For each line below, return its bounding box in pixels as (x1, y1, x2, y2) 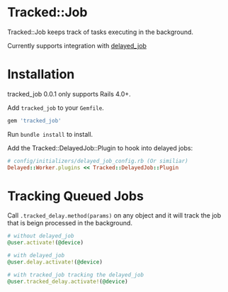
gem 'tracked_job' (7, 117, 62, 124)
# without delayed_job (7, 232, 74, 240)
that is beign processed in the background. (7, 219, 133, 228)
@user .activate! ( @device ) (7, 239, 84, 247)
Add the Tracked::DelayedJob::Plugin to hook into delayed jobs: (7, 143, 193, 152)
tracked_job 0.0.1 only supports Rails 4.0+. (7, 89, 131, 98)
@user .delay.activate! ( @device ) (7, 259, 103, 266)
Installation (7, 67, 75, 82)
